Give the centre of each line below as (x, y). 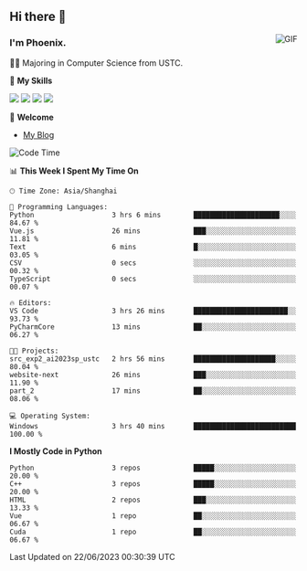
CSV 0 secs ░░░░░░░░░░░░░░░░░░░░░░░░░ (153, 263)
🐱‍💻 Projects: (34, 351)
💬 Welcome (32, 117)
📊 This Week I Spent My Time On (74, 171)
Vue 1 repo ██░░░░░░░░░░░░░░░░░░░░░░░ (153, 516)
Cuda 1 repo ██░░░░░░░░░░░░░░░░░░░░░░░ (153, 532)
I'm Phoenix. (38, 43)
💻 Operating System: (50, 416)
